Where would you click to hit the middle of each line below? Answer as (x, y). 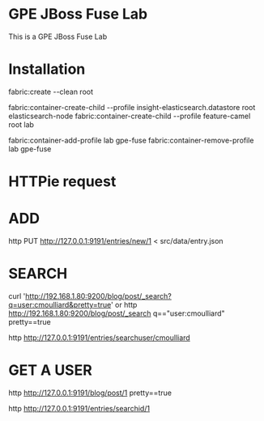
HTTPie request (62, 182)
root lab (21, 124)
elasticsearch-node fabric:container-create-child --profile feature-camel (130, 116)
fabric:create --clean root (51, 91)
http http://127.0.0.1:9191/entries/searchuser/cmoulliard (99, 338)
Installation (47, 69)
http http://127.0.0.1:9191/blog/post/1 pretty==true (90, 393)
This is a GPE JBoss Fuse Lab (58, 36)
